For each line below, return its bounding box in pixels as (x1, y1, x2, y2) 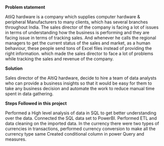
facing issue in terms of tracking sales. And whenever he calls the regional (5, 35, 157, 41)
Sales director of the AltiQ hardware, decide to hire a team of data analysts (5, 75, 157, 81)
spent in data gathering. (5, 91, 54, 97)
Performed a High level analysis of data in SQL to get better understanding (5, 110, 157, 116)
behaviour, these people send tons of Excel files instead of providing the (5, 46, 152, 51)
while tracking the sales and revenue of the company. (5, 56, 114, 61)
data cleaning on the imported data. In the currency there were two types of (5, 121, 159, 126)
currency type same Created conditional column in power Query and (5, 131, 144, 137)
